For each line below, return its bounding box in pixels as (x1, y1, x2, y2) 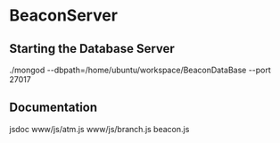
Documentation (9, 100, 98, 115)
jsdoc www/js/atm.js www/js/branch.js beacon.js (9, 123, 190, 134)
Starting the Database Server (9, 41, 176, 56)
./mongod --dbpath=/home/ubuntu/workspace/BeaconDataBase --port (9, 64, 272, 75)
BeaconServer (9, 5, 119, 26)
